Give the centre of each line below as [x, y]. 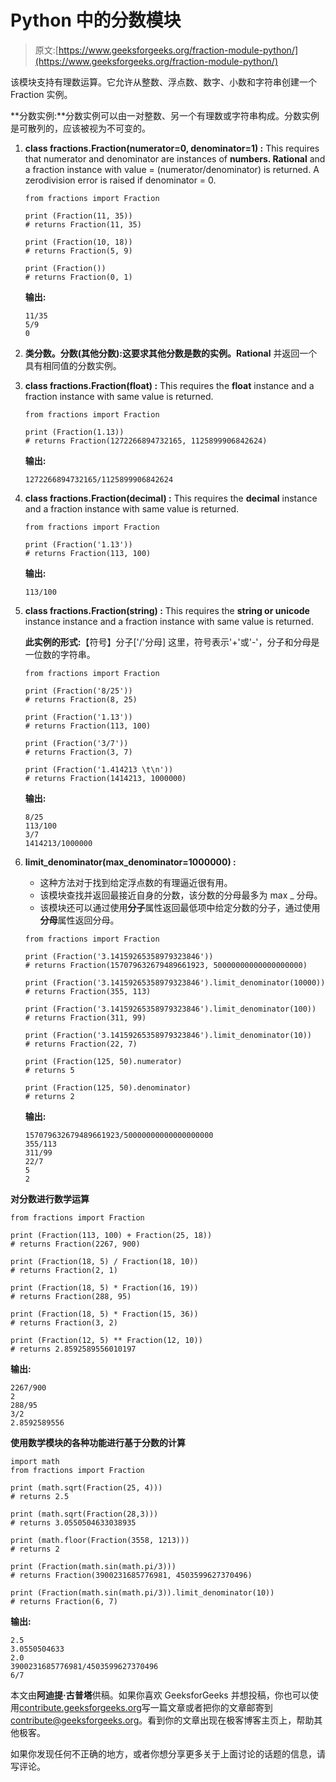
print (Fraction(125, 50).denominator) [108, 1087]
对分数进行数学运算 [50, 1198]
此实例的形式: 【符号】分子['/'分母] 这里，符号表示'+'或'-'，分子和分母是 [172, 642]
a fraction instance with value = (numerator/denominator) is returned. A [172, 169]
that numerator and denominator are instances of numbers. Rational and [175, 158]
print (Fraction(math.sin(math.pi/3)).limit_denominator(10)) [142, 1592]
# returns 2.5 [40, 1496]
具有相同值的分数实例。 [73, 365]
